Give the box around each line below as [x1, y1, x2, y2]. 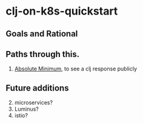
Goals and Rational [5, 29, 78, 39]
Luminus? [14, 105, 39, 113]
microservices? [14, 99, 53, 106]
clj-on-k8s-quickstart [5, 4, 118, 18]
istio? [14, 112, 28, 119]
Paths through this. [5, 49, 80, 59]
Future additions [5, 83, 69, 93]
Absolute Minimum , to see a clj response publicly [14, 65, 138, 72]
